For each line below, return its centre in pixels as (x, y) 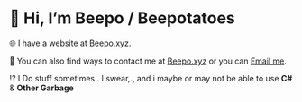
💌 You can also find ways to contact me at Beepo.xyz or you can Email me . (148, 61)
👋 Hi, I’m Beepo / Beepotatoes (123, 18)
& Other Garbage (41, 88)
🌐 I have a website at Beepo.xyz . (70, 43)
